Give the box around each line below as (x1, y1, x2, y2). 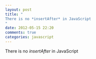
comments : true (5, 30, 36, 35)
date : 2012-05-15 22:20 (5, 26, 54, 30)
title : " (5, 12, 23, 17)
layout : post (5, 7, 32, 12)
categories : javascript (5, 35, 54, 40)
